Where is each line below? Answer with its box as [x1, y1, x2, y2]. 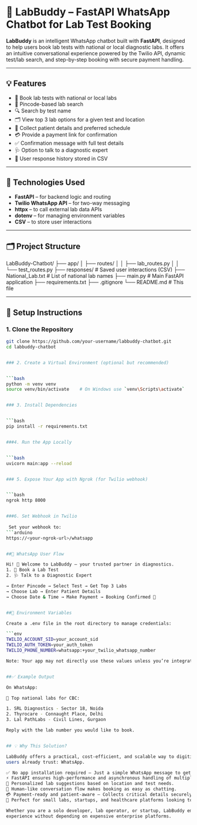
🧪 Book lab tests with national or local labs [14, 94, 117, 101]
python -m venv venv [6, 381, 57, 387]
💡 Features [6, 79, 47, 89]
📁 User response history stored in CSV [14, 155, 108, 162]
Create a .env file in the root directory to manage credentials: [6, 620, 172, 626]
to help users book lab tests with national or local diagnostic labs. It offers [6, 44, 185, 51]
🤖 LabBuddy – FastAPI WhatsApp [6, 5, 170, 19]
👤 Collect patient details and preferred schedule [14, 124, 131, 131]
